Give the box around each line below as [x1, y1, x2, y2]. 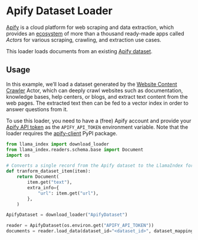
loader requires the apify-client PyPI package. [6, 129, 118, 137]
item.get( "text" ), [27, 179, 72, 185]
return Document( [16, 174, 60, 180]
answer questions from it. [6, 105, 68, 113]
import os [6, 152, 31, 158]
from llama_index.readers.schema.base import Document [6, 147, 144, 153]
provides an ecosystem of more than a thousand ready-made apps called [6, 30, 184, 37]
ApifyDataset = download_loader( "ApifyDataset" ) [6, 212, 128, 218]
